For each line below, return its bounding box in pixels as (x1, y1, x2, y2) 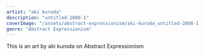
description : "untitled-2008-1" (6, 15, 89, 21)
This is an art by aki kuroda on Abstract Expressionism (6, 43, 144, 50)
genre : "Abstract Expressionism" (6, 26, 92, 32)
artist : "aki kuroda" (6, 9, 62, 15)
